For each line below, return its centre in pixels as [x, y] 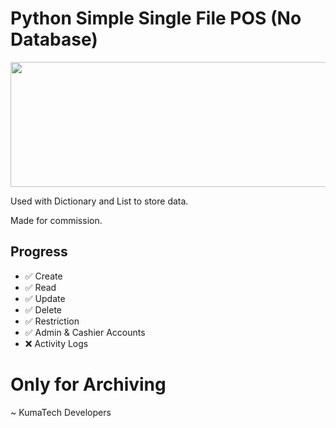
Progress [39, 252]
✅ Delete [43, 309]
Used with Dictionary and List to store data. [99, 201]
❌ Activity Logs [56, 343]
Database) [54, 39]
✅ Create [43, 276]
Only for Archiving [88, 384]
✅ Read [40, 287]
